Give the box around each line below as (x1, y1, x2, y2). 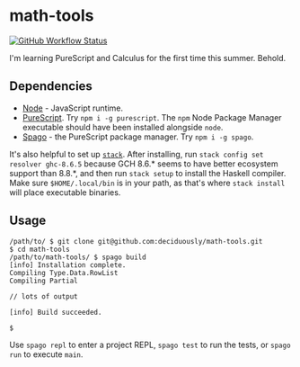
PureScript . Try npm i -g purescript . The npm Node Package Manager (22, 112, 282, 122)
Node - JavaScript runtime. (22, 103, 124, 113)
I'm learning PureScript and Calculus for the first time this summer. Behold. (9, 52, 287, 63)
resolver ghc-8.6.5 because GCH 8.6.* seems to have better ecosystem (9, 158, 278, 169)
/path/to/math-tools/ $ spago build (9, 253, 146, 262)
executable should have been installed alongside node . (22, 121, 224, 132)
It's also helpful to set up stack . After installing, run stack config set (9, 148, 264, 159)
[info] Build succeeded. (9, 308, 102, 317)
